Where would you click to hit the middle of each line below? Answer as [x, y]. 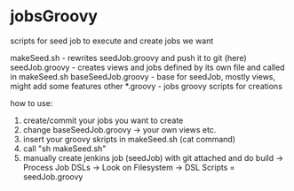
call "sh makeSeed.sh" [64, 149]
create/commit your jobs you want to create [103, 120]
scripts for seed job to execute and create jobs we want [112, 41]
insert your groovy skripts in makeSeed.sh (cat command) [129, 139]
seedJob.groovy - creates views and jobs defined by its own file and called [147, 67]
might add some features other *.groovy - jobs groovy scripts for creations [147, 86]
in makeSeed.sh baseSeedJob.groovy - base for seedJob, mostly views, [143, 76]
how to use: [32, 103]
